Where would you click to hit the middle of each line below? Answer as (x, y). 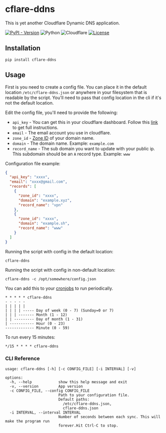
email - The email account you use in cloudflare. (62, 132)
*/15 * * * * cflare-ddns (32, 346)
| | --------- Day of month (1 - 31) (44, 319)
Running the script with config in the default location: (59, 251)
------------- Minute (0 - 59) (37, 328)
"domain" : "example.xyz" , (45, 200)
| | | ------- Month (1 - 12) (36, 315)
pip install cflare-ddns (31, 60)
